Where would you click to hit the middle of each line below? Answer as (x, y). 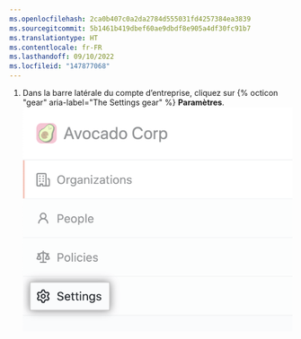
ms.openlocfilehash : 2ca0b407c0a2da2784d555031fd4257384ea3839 (130, 19)
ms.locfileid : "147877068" (60, 66)
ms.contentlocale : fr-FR (56, 48)
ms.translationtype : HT (54, 38)
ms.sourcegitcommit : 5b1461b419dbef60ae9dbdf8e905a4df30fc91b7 (130, 28)
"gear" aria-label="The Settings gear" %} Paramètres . (123, 102)
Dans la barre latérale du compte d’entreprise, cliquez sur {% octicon (150, 93)
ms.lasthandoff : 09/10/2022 (62, 57)
